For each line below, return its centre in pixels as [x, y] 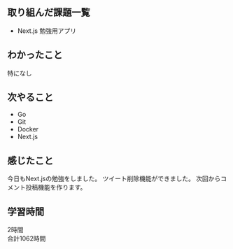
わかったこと [35, 55]
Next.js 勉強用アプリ [47, 31]
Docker [28, 129]
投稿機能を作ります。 [56, 187]
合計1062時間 [27, 239]
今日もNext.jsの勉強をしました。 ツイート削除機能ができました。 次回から [114, 179]
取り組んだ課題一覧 [49, 13]
